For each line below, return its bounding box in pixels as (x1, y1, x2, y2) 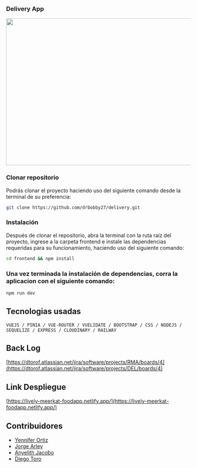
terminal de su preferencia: (6, 193, 72, 200)
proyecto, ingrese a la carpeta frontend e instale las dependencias (6, 238, 167, 245)
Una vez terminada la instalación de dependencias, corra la (6, 269, 178, 278)
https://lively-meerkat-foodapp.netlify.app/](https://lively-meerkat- (8, 397, 169, 405)
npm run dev (6, 290, 35, 296)
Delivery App (6, 5, 45, 13)
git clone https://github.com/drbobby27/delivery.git (6, 205, 141, 210)
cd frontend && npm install (6, 255, 75, 262)
